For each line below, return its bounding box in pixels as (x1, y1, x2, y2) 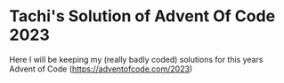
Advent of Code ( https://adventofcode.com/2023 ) (9, 64, 193, 74)
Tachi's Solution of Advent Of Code (9, 6, 276, 26)
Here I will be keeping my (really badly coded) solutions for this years (9, 54, 264, 64)
